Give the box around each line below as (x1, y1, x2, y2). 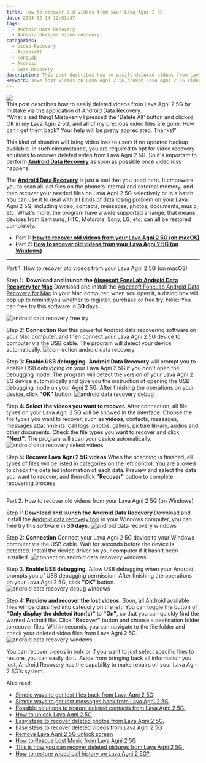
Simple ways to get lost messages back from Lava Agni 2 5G (15, 698, 169, 705)
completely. (6, 222, 36, 230)
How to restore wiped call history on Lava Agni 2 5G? (15, 750, 150, 757)
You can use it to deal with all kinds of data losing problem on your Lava (6, 196, 188, 203)
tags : (6, 20, 20, 26)
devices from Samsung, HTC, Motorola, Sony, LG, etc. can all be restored (6, 215, 191, 223)
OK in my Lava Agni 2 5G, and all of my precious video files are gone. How (6, 120, 194, 128)
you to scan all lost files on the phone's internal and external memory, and (6, 183, 193, 190)
